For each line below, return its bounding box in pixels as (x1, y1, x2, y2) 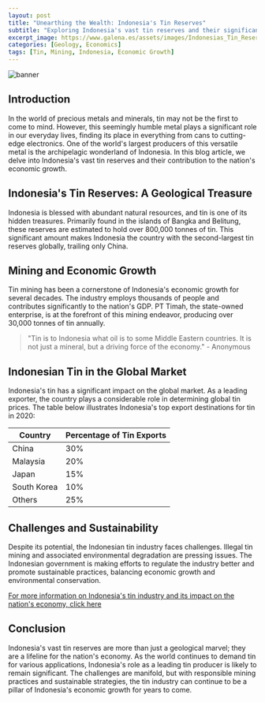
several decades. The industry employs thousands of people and (8, 293, 219, 303)
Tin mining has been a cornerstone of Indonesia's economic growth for (8, 285, 239, 294)
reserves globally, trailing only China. (8, 241, 129, 251)
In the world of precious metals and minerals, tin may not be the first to (8, 114, 239, 123)
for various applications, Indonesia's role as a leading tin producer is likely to (8, 659, 257, 669)
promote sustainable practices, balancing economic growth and (8, 567, 215, 577)
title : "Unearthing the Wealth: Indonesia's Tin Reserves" (8, 19, 207, 27)
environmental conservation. (8, 576, 101, 585)
